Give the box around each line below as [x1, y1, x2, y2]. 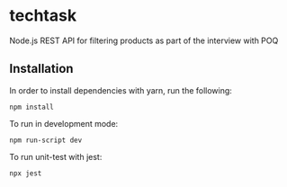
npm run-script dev [9, 136, 83, 145]
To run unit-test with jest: [9, 151, 103, 162]
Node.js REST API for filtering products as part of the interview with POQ [9, 35, 279, 46]
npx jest [9, 168, 42, 178]
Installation [9, 61, 74, 76]
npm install [9, 102, 54, 111]
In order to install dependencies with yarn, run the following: [9, 85, 232, 95]
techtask [9, 5, 77, 26]
